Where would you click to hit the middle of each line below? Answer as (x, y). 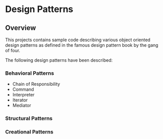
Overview (21, 28)
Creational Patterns (29, 132)
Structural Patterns (29, 118)
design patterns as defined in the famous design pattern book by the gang (82, 45)
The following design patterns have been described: (59, 60)
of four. (13, 50)
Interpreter (23, 95)
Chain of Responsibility (36, 84)
